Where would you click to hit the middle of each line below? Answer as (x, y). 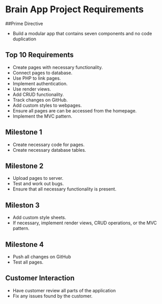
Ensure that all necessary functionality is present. (64, 189)
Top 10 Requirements (39, 55)
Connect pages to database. (43, 73)
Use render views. (32, 89)
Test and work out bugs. (38, 184)
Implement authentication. (40, 83)
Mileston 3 (22, 205)
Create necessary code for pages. (49, 145)
